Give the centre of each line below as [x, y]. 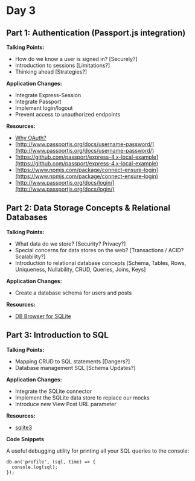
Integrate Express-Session [48, 95]
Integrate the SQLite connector [53, 391]
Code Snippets [25, 439]
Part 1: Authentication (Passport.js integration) [96, 33]
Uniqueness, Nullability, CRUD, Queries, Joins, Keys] [80, 269]
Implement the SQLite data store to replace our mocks [82, 397]
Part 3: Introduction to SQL [57, 335]
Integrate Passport [38, 101]
